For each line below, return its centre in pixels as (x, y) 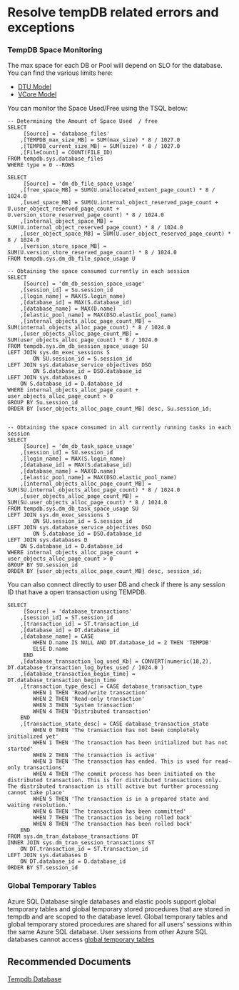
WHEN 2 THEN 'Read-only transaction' (89, 699)
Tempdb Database (35, 979)
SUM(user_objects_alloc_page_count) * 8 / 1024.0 (83, 340)
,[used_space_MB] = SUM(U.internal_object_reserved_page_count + (119, 203)
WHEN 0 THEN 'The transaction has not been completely (116, 730)
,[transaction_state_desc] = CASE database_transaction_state (115, 724)
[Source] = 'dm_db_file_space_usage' (79, 184)
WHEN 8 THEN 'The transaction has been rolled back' (113, 824)
